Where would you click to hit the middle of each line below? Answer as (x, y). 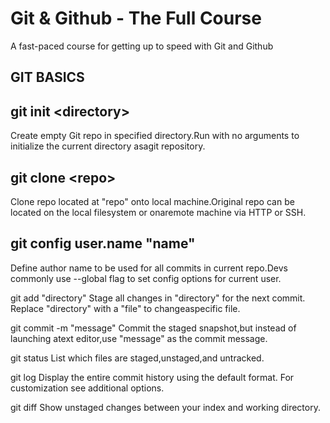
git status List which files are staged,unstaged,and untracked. (137, 358)
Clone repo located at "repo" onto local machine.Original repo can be (152, 201)
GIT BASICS (47, 77)
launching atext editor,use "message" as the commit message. (139, 338)
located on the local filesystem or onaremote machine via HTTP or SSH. (158, 212)
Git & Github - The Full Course (136, 18)
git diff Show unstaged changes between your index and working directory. (165, 407)
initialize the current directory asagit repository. (108, 146)
